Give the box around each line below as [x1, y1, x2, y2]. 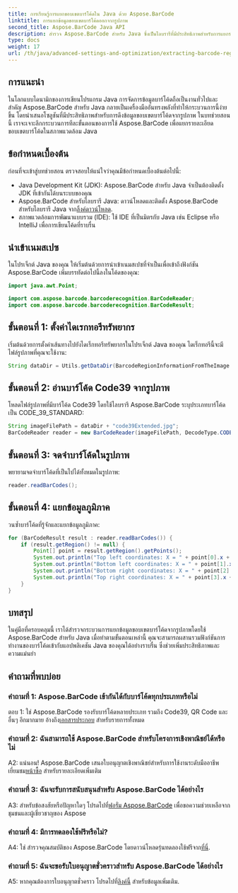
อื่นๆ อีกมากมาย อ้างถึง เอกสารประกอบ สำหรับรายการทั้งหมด [8, 716, 145, 724]
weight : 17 [8, 43, 40, 50]
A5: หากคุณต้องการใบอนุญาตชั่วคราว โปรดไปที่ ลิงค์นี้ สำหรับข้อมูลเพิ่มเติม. [8, 877, 179, 886]
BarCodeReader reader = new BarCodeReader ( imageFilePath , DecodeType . [8, 429, 220, 436]
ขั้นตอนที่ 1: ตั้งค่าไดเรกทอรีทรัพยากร [8, 322, 135, 334]
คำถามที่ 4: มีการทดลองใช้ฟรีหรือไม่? [8, 826, 108, 836]
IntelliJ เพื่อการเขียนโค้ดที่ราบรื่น [18, 220, 96, 229]
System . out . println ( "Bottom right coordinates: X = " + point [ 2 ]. [33, 567, 233, 574]
